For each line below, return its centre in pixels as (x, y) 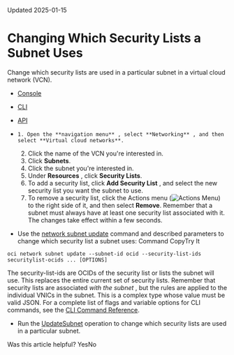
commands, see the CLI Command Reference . (73, 310)
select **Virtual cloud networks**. (71, 140)
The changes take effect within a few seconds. (95, 220)
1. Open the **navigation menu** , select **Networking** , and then (121, 134)
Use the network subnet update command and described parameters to (121, 234)
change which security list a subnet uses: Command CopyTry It (109, 241)
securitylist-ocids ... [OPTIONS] (58, 260)
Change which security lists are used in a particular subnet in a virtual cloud (116, 72)
